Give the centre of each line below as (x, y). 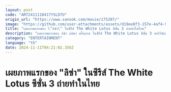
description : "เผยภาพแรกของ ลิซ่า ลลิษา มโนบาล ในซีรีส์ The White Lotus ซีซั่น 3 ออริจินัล (85, 33)
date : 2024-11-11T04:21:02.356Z (39, 48)
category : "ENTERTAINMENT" (34, 38)
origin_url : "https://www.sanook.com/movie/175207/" (62, 19)
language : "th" (21, 43)
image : (12, 24)
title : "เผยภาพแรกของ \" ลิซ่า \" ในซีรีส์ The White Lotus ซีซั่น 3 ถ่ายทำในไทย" (76, 29)
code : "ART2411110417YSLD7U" (36, 15)
